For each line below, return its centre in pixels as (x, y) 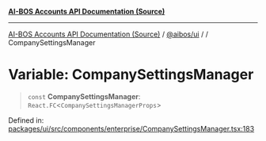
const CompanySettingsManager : (84, 96)
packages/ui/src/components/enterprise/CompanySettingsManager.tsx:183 (131, 128)
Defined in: (26, 120)
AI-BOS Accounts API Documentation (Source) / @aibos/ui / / (108, 34)
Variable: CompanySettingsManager (131, 75)
